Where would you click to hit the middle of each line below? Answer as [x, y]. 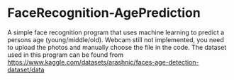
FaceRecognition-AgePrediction [104, 13]
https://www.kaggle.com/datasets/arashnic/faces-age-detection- [103, 62]
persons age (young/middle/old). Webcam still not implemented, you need [116, 39]
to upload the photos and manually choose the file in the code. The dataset [117, 47]
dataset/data [26, 69]
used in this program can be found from [66, 55]
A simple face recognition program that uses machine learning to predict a [116, 32]
